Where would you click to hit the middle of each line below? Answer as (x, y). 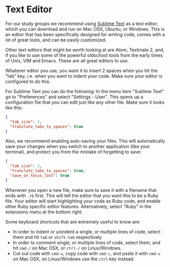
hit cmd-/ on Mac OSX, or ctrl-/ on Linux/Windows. (67, 248)
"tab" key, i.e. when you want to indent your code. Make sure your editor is (84, 76)
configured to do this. (28, 81)
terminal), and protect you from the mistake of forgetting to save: (74, 152)
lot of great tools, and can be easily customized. (56, 40)
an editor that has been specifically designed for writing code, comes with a (85, 34)
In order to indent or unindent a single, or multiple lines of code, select (87, 232)
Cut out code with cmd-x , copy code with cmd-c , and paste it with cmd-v (87, 253)
